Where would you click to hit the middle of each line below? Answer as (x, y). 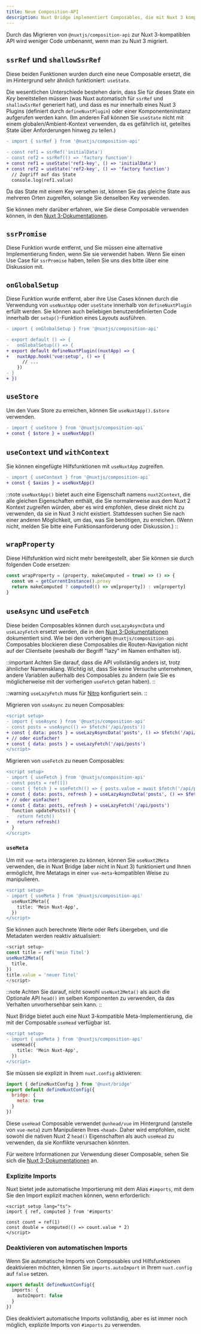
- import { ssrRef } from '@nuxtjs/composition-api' (73, 142)
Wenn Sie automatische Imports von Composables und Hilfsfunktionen (93, 1261)
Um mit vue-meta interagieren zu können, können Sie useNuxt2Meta (88, 860)
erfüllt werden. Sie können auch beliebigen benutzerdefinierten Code (92, 311)
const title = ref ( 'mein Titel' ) (48, 953)
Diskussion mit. (25, 267)
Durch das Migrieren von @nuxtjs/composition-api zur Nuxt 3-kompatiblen (98, 34)
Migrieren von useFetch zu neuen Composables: (66, 761)
